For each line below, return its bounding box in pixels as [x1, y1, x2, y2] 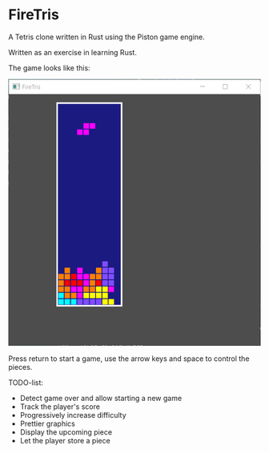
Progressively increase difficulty [19, 410, 126, 419]
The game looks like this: [8, 62, 90, 73]
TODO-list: [8, 378, 44, 387]
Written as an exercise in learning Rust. [8, 47, 138, 57]
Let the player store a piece [19, 435, 110, 445]
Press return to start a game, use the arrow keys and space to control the [8, 354, 250, 363]
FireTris [8, 6, 60, 24]
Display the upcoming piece [19, 427, 113, 437]
